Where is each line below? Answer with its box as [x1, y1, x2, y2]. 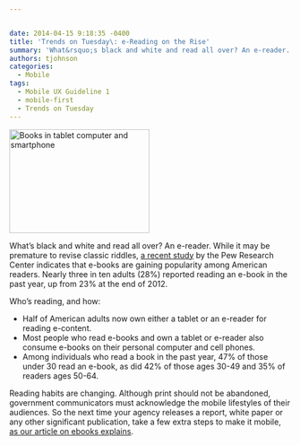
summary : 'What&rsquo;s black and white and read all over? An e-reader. [9, 46, 291, 55]
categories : [9, 62, 54, 72]
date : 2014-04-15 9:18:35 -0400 [9, 29, 130, 38]
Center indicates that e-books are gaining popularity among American [9, 259, 268, 270]
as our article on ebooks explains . [9, 425, 134, 436]
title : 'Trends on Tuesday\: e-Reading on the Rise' [9, 37, 210, 46]
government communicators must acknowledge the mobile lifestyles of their [9, 397, 291, 408]
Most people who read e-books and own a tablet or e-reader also [21, 332, 264, 343]
